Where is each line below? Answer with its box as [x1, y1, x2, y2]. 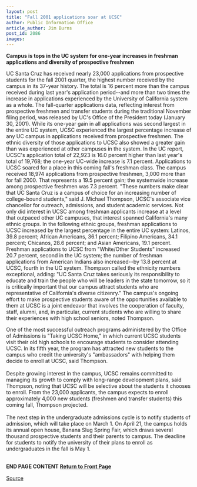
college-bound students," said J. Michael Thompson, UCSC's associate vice [6, 195, 191, 202]
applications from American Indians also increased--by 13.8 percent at [6, 258, 177, 265]
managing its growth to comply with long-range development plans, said [6, 376, 182, 383]
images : [6, 36, 25, 42]
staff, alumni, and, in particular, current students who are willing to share [6, 308, 181, 315]
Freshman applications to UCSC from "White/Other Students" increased [6, 246, 181, 253]
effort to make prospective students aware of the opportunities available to [6, 296, 188, 303]
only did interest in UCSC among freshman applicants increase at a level [6, 208, 181, 215]
